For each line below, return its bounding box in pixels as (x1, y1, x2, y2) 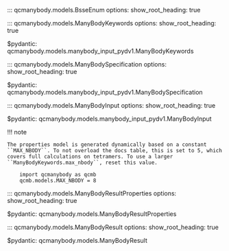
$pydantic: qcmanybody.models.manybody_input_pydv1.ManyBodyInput (7, 115, 212, 123)
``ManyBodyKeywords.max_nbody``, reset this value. (7, 159, 158, 166)
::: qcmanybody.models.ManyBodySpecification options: (7, 60, 167, 68)
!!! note (7, 128, 27, 136)
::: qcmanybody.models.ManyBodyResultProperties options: (7, 189, 177, 198)
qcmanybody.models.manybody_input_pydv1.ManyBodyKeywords (7, 47, 194, 55)
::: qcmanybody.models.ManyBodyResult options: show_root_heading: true (7, 223, 219, 231)
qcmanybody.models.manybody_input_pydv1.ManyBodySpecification (7, 88, 204, 96)
